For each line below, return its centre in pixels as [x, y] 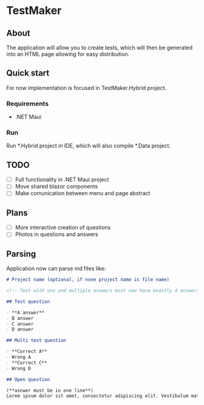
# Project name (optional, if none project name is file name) [88, 280]
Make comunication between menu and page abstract [83, 193]
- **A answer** [25, 313]
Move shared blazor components [56, 187]
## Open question [28, 379]
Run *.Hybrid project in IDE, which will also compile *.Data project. [89, 146]
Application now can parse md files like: [56, 269]
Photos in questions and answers [56, 234]
